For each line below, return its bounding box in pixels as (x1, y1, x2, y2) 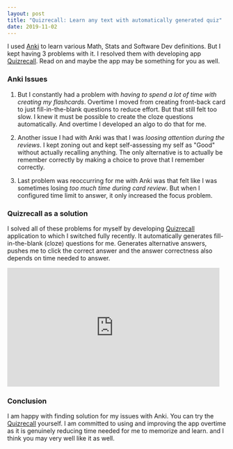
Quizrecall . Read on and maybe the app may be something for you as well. (7, 57, 220, 65)
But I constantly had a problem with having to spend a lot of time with (17, 90, 217, 98)
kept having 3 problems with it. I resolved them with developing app (7, 49, 202, 58)
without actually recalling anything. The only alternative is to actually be (17, 148, 223, 157)
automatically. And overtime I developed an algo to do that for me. (17, 120, 207, 128)
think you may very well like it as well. (7, 434, 115, 443)
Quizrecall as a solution (7, 208, 88, 218)
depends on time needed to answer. (7, 253, 111, 262)
